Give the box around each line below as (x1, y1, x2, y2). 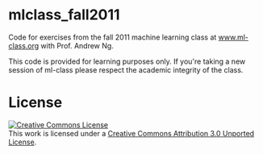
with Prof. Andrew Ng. (40, 40, 115, 50)
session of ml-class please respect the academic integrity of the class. (8, 65, 244, 74)
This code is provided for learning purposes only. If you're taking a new (8, 56, 246, 66)
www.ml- (218, 32, 248, 42)
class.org (8, 40, 40, 50)
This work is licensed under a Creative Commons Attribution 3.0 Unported (8, 128, 255, 138)
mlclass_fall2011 (8, 6, 120, 24)
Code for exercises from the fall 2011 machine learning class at (8, 32, 217, 42)
